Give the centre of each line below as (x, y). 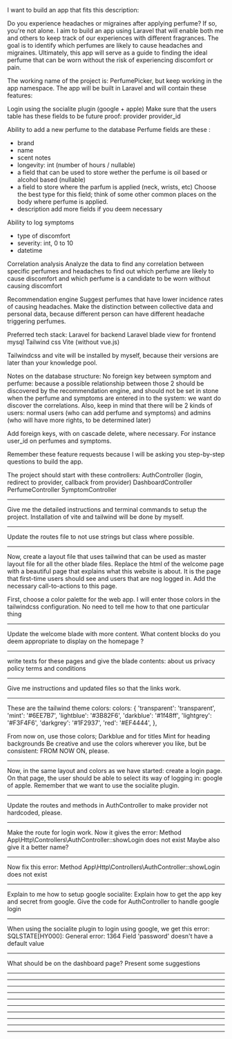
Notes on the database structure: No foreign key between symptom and (109, 376)
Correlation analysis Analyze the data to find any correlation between (106, 264)
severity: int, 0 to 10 (45, 243)
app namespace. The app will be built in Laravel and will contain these (107, 88)
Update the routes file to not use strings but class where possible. (101, 537)
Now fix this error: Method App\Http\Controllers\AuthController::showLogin (114, 867)
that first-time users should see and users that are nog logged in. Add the (112, 579)
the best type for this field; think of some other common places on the (117, 194)
